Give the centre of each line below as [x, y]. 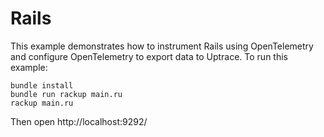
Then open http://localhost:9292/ [79, 121]
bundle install [42, 85]
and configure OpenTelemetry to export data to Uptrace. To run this [149, 56]
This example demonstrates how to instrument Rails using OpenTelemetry [162, 46]
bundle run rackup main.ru [66, 94]
